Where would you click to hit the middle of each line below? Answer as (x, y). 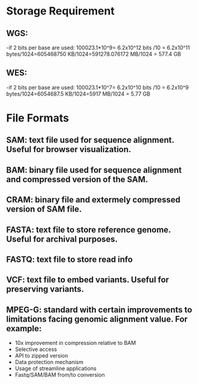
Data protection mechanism (49, 362)
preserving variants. (45, 289)
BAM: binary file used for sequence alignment (94, 170)
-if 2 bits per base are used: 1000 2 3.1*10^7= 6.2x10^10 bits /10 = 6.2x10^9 (97, 87)
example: (24, 328)
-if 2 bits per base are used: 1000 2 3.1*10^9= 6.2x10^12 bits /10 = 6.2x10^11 (98, 47)
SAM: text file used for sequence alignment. (90, 140)
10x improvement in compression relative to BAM (75, 343)
